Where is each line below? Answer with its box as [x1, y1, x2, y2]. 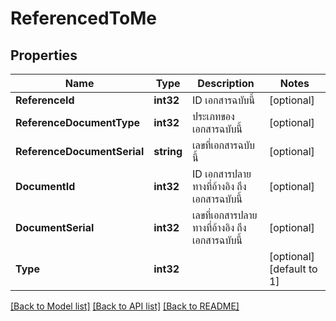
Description [197, 77, 255, 90]
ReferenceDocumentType [15, 116, 141, 129]
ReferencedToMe [10, 7, 158, 30]
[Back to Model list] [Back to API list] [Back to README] [10, 300, 240, 312]
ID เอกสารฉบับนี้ [192, 93, 256, 107]
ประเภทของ [192, 110, 235, 123]
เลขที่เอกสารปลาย [192, 208, 258, 222]
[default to [268, 262, 318, 276]
